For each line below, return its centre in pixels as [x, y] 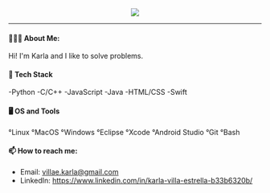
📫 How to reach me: [43, 151]
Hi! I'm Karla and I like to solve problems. [76, 56]
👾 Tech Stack [31, 74]
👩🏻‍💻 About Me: [34, 38]
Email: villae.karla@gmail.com [69, 171]
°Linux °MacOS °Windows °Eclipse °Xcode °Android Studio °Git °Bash [124, 132]
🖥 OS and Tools [34, 111]
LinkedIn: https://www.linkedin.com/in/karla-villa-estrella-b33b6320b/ [136, 180]
